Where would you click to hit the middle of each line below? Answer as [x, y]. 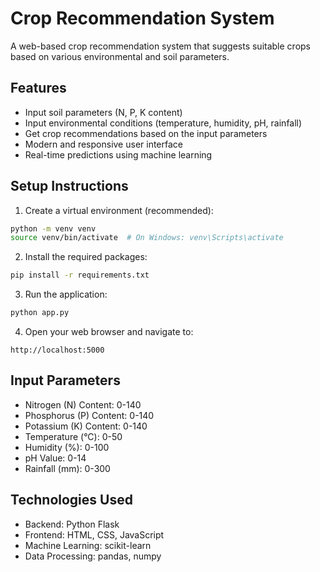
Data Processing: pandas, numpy [93, 556]
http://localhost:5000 [57, 350]
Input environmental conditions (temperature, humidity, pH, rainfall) [163, 123]
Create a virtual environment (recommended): [119, 210]
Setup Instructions [69, 186]
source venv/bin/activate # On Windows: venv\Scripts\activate [147, 238]
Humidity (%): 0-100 [67, 447]
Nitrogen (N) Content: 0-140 [83, 404]
